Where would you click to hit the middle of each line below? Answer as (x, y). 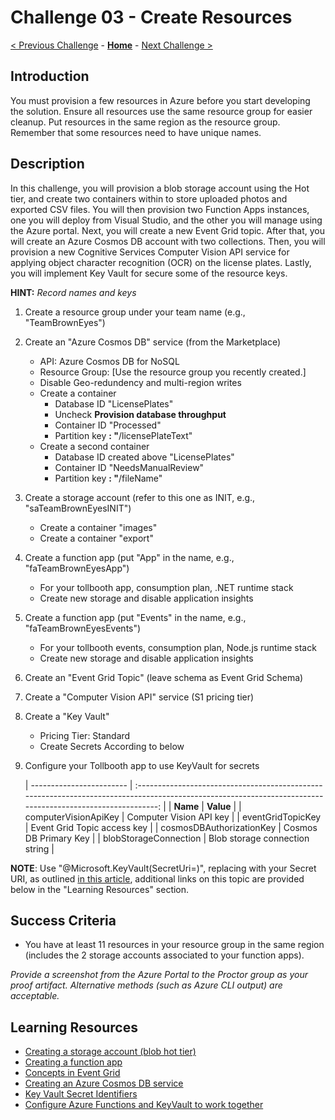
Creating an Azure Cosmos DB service (104, 1083)
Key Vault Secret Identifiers (81, 1094)
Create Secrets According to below (112, 746)
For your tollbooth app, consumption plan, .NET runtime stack (166, 587)
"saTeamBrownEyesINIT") (78, 508)
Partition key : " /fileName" (108, 478)
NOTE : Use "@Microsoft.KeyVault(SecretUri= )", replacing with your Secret (163, 868)
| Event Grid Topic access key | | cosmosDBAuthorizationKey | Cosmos (171, 827)
